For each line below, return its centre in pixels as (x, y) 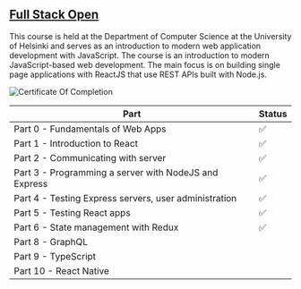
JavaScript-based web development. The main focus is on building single (145, 64)
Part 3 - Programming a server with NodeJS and (116, 172)
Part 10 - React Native (62, 270)
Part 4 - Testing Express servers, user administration (125, 198)
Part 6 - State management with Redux (96, 227)
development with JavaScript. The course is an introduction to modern (140, 55)
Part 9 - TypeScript (55, 256)
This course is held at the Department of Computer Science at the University (150, 36)
